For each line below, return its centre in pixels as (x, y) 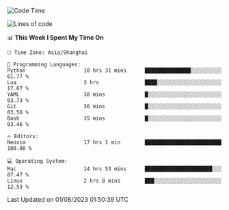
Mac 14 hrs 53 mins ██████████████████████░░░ (114, 169)
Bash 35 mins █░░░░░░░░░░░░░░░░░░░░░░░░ (114, 118)
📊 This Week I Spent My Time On (55, 37)
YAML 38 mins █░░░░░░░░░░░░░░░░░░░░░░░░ (114, 94)
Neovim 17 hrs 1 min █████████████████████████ (114, 142)
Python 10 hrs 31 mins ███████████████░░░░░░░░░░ (114, 70)
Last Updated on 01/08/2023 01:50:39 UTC (68, 199)
